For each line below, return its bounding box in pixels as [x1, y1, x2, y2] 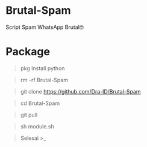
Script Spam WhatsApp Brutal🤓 [5, 23, 84, 31]
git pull [20, 111, 37, 118]
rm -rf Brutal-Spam [20, 76, 69, 83]
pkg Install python [20, 64, 65, 72]
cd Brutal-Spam [20, 100, 60, 107]
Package [5, 45, 51, 59]
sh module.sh [20, 122, 55, 130]
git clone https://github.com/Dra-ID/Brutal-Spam [20, 88, 141, 95]
